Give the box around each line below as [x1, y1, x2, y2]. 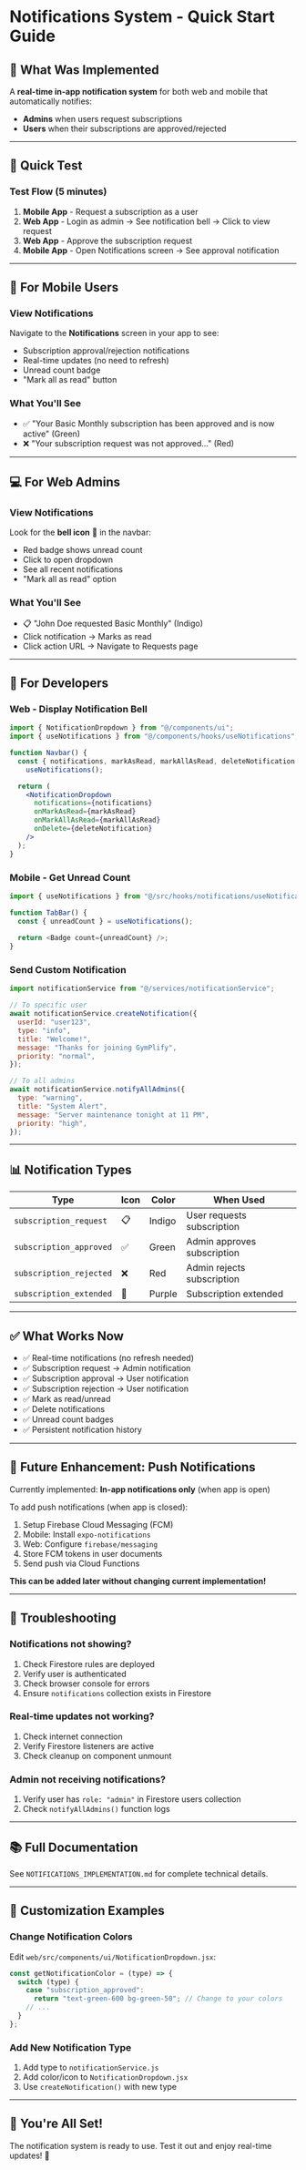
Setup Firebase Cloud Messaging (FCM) [22, 1519, 174, 1530]
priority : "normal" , [17, 1051, 96, 1060]
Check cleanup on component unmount [22, 1750, 172, 1761]
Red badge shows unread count [22, 545, 143, 556]
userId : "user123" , [17, 1018, 92, 1027]
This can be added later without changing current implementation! [9, 1575, 267, 1586]
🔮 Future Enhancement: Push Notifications [9, 1459, 257, 1475]
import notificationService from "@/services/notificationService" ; [9, 984, 275, 994]
